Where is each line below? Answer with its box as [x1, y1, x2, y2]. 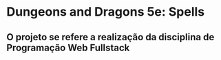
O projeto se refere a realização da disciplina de [6, 31, 215, 43]
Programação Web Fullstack [6, 42, 130, 53]
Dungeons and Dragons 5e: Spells [6, 4, 205, 20]
